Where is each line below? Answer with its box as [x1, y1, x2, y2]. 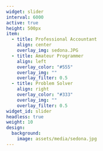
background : [11, 130, 42, 137]
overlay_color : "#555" [17, 64, 73, 70]
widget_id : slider [6, 108, 52, 114]
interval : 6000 [6, 14, 44, 20]
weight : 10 [6, 119, 33, 125]
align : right [17, 86, 49, 92]
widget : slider [6, 8, 44, 15]
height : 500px [6, 25, 42, 32]
